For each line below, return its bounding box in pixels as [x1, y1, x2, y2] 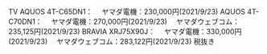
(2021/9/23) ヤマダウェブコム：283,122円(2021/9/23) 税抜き [8, 37, 216, 46]
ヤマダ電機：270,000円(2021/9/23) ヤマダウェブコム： [51, 17, 240, 26]
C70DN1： [8, 17, 43, 26]
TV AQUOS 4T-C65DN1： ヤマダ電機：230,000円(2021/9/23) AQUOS [8, 7, 246, 16]
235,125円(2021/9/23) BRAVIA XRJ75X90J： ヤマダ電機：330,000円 [8, 27, 242, 36]
